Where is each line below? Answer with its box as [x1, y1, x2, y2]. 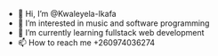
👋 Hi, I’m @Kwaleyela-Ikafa [17, 9, 117, 19]
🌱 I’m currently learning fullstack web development [17, 28, 205, 37]
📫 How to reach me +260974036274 [17, 37, 156, 48]
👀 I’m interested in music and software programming [17, 18, 210, 28]
